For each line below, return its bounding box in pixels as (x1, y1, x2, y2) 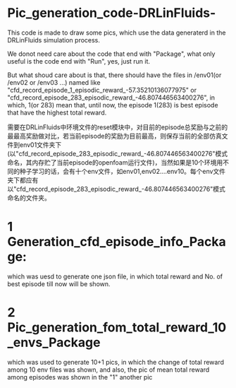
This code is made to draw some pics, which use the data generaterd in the (7, 28, 226, 37)
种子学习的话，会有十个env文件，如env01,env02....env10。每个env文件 (19, 167, 226, 175)
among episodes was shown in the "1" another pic (7, 372, 153, 381)
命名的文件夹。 (7, 193, 51, 202)
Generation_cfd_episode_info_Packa (7, 234, 227, 250)
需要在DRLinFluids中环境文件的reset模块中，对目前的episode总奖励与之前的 (7, 122, 228, 131)
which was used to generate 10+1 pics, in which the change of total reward (7, 358, 224, 366)
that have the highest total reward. (7, 108, 107, 117)
